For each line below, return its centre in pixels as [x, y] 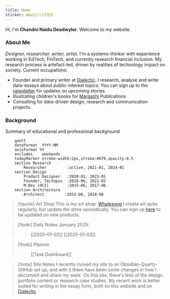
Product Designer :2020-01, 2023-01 [65, 177]
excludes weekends [37, 154]
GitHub [25, 270]
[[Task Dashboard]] [51, 255]
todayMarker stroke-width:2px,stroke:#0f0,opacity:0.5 [74, 159]
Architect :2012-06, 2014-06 [64, 195]
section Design [31, 172]
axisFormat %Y [29, 150]
